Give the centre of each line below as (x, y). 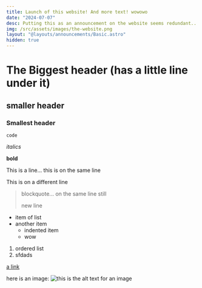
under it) (28, 83)
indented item (41, 230)
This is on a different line (37, 182)
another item (31, 224)
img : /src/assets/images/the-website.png (59, 29)
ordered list (29, 248)
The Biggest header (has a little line (97, 70)
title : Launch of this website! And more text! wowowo (77, 12)
